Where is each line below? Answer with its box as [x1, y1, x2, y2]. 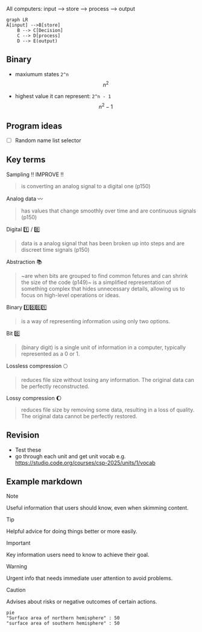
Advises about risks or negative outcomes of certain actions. [6, 598, 157, 605]
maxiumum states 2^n [14, 70, 69, 77]
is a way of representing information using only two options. [21, 317, 171, 324]
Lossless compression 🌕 [6, 362, 68, 369]
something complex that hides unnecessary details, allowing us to [21, 285, 185, 292]
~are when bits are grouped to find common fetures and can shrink [21, 272, 188, 279]
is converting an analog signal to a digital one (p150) [21, 182, 151, 189]
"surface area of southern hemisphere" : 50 [6, 620, 120, 627]
